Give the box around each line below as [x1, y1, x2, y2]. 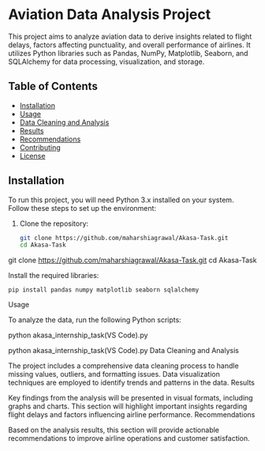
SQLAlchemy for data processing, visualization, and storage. [8, 57, 205, 66]
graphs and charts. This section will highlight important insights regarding [8, 401, 248, 412]
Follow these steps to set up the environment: [8, 203, 156, 212]
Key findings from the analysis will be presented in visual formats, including [8, 393, 254, 403]
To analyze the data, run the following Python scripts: [8, 315, 181, 325]
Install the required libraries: [8, 271, 99, 280]
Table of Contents [8, 80, 99, 93]
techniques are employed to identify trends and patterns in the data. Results [8, 378, 255, 388]
